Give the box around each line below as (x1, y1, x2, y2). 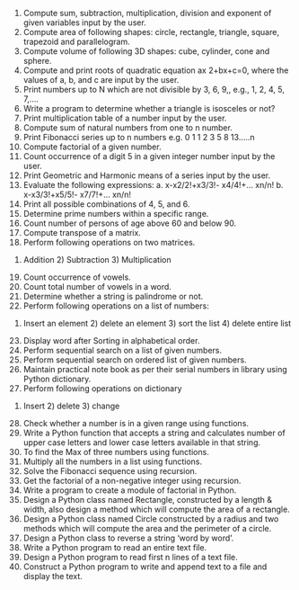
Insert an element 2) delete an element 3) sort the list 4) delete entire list (22, 318, 292, 328)
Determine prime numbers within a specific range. (22, 209, 209, 219)
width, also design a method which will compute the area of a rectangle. (22, 504, 290, 514)
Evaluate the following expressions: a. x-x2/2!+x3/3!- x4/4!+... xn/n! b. (22, 180, 284, 190)
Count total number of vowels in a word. (22, 282, 171, 291)
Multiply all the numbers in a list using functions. (22, 456, 203, 467)
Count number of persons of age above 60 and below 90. (22, 218, 237, 228)
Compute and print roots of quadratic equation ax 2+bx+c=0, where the (22, 65, 289, 76)
